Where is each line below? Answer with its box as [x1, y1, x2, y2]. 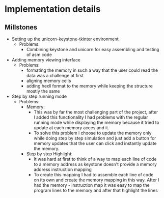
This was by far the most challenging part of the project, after [33, 109, 158, 115]
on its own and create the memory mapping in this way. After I [33, 177, 160, 183]
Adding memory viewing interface [11, 57, 81, 62]
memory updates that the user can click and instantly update [33, 141, 157, 146]
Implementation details [4, 3, 101, 15]
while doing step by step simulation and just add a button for [33, 135, 157, 141]
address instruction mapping [33, 167, 92, 172]
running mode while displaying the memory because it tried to [33, 119, 160, 125]
